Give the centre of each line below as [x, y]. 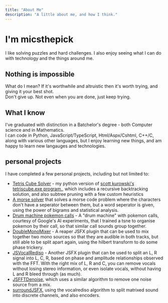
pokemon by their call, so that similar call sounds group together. [79, 226]
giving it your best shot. [30, 92]
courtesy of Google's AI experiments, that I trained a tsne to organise [84, 220]
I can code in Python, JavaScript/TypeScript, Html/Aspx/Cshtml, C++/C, [79, 135]
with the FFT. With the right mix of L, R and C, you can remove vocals [84, 263]
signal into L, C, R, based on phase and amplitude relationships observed [88, 258]
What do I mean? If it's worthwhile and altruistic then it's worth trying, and [81, 86]
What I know [25, 112]
